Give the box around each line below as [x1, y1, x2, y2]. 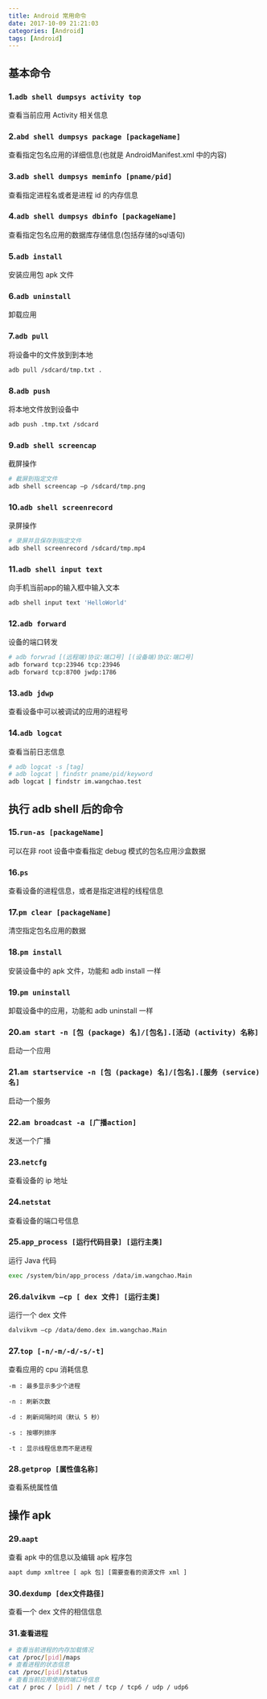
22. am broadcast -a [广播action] [8, 1116, 137, 1128]
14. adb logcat [8, 727, 63, 738]
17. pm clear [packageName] [8, 907, 112, 918]
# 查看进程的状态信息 [8, 1661, 70, 1669]
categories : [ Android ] [8, 27, 84, 35]
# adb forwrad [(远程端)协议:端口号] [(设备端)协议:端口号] [8, 654, 195, 662]
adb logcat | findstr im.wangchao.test [8, 778, 142, 786]
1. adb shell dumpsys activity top [8, 90, 142, 102]
